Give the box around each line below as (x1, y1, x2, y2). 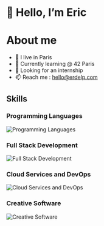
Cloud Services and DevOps (6, 170, 91, 179)
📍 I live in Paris (15, 54, 52, 61)
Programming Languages (6, 112, 83, 120)
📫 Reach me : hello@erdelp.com (15, 73, 99, 81)
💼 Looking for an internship (15, 67, 83, 74)
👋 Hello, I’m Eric (6, 5, 87, 20)
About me (6, 34, 57, 48)
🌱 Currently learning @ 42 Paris (15, 60, 95, 68)
